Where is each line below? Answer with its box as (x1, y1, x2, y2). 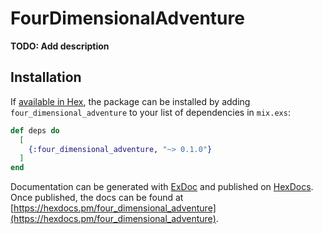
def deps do (10, 125, 60, 136)
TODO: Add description (10, 40, 110, 52)
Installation (10, 69, 82, 86)
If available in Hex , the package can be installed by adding (10, 95, 251, 107)
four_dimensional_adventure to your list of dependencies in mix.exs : (10, 106, 291, 118)
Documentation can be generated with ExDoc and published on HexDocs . (10, 181, 314, 193)
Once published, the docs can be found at (10, 192, 184, 204)
